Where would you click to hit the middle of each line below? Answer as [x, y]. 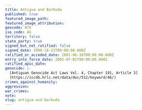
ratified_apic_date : [26, 64]
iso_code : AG [18, 32]
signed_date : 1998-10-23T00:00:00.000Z [45, 50]
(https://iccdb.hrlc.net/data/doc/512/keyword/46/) [63, 77]
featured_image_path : [27, 18]
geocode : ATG [18, 28]
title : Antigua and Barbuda [34, 9]
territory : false [23, 37]
